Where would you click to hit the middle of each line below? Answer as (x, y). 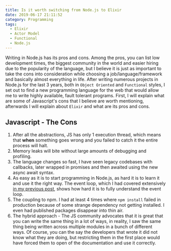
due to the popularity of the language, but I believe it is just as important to (83, 68)
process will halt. (30, 145)
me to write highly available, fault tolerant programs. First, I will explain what (85, 95)
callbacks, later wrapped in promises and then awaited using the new (85, 167)
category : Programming (29, 19)
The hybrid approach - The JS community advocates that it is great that (88, 216)
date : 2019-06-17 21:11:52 (34, 15)
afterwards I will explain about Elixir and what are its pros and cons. (78, 106)
